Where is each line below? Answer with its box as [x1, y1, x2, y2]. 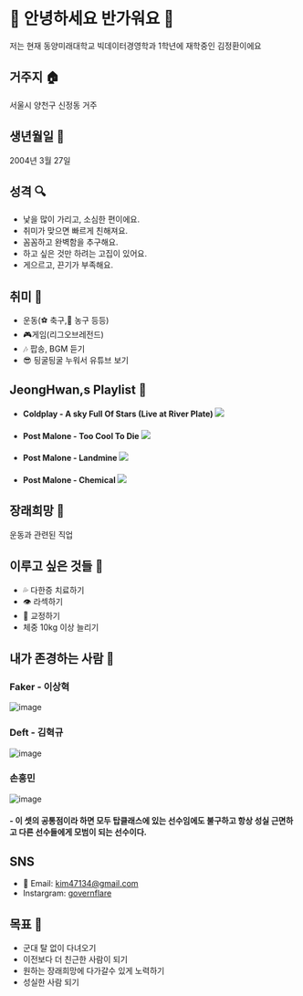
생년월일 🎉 [9, 129, 66, 144]
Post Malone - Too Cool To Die [22, 430, 140, 441]
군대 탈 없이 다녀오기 [22, 942, 97, 954]
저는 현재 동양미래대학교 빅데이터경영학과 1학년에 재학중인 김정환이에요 [9, 40, 262, 51]
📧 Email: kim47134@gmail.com [22, 878, 139, 889]
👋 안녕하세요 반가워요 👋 [9, 8, 175, 29]
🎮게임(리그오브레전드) [22, 330, 105, 341]
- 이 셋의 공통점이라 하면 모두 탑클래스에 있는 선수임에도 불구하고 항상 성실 [9, 815, 270, 826]
